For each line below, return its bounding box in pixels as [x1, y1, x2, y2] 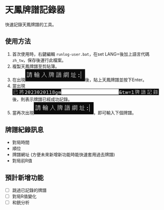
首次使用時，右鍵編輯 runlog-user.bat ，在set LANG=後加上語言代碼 [12, 51, 150, 57]
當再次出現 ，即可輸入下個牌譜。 [12, 110, 137, 116]
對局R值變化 [12, 193, 37, 199]
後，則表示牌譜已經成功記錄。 [12, 96, 72, 103]
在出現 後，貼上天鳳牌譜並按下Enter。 [12, 77, 147, 83]
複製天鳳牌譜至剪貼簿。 [12, 63, 60, 69]
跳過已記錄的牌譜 [12, 188, 47, 193]
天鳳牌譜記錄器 [5, 4, 65, 16]
